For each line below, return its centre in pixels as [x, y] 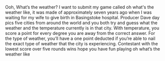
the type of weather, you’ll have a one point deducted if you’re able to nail [80, 38]
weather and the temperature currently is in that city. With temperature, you [82, 28]
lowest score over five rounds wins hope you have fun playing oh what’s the [82, 49]
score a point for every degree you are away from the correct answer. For [80, 33]
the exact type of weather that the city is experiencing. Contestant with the [82, 44]
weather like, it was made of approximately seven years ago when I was [79, 12]
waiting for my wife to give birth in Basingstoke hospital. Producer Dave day [82, 17]
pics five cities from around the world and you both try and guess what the [81, 23]
